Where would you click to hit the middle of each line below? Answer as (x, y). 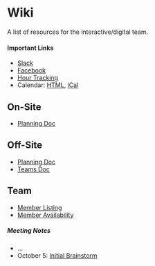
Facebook (31, 70)
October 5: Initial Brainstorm (57, 255)
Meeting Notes (29, 231)
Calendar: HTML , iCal (48, 85)
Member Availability (45, 215)
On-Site (24, 107)
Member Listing (39, 207)
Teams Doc (33, 169)
